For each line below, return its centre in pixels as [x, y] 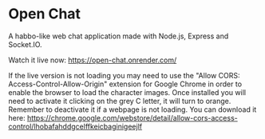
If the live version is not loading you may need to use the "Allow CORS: [125, 75]
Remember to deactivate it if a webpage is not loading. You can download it [132, 109]
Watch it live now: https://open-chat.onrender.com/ [93, 60]
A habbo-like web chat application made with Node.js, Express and [119, 36]
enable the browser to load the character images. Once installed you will [127, 92]
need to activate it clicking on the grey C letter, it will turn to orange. [120, 101]
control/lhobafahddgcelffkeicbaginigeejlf [75, 126]
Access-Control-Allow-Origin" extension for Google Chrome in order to [125, 84]
